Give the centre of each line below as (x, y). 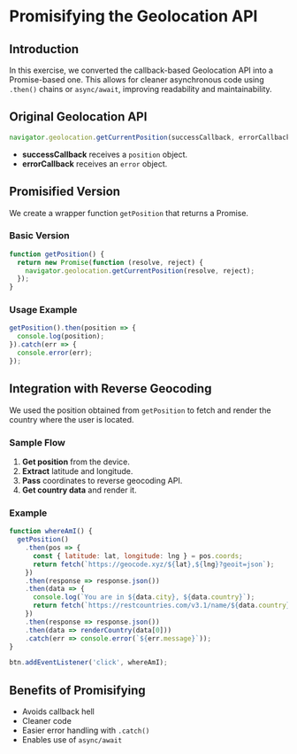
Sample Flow (38, 442)
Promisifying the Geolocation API (133, 16)
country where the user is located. (72, 419)
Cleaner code (47, 721)
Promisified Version (65, 192)
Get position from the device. (76, 462)
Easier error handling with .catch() (86, 731)
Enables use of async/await (72, 740)
